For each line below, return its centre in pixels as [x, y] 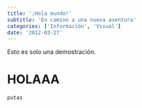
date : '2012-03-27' [35, 32]
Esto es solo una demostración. [51, 52]
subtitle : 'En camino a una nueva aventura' [72, 20]
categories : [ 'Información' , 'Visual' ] [64, 26]
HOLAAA [33, 80]
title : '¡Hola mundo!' [39, 13]
